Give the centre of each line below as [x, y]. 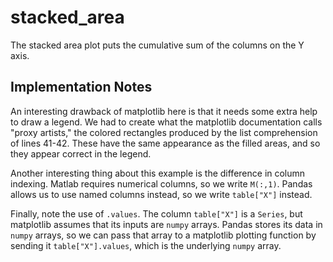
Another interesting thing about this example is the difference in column [158, 173]
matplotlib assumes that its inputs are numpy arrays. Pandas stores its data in [166, 224]
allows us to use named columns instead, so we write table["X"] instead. [161, 194]
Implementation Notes [81, 87]
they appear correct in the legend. [81, 153]
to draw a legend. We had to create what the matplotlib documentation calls [166, 122]
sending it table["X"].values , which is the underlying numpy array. [146, 245]
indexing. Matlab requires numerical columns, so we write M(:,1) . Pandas [161, 183]
